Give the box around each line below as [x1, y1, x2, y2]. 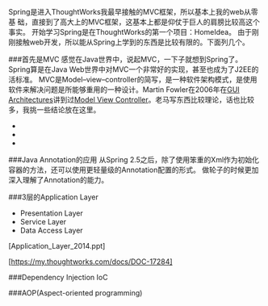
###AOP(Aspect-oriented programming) [8, 288, 143, 297]
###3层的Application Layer [8, 192, 99, 202]
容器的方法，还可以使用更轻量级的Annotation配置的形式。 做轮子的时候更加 [8, 165, 259, 174]
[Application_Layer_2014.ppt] [8, 241, 106, 250]
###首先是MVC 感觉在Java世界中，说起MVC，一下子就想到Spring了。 [8, 55, 243, 64]
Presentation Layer [19, 208, 83, 218]
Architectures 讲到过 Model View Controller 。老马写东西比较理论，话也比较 [8, 95, 254, 104]
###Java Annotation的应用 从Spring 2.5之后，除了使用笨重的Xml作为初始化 [8, 155, 260, 164]
